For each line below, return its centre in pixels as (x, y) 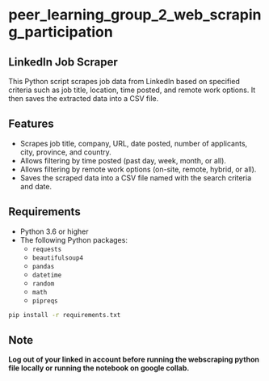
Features (31, 124)
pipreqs (45, 301)
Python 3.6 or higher (54, 231)
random (43, 284)
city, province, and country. (65, 152)
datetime (47, 275)
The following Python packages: (74, 239)
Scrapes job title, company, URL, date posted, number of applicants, (134, 143)
